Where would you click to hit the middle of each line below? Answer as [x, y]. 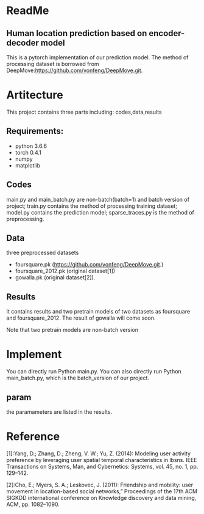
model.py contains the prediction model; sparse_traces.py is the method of [100, 212]
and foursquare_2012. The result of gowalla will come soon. [81, 318]
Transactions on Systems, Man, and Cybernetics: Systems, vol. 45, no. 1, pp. [102, 466]
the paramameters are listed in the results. [59, 412]
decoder [23, 42]
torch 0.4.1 [28, 152]
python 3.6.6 [31, 146]
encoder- [167, 33]
